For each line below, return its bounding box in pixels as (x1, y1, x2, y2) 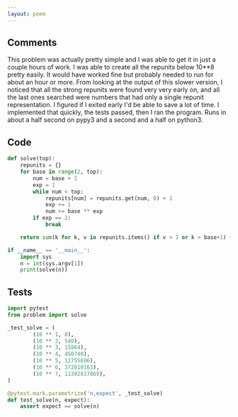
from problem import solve (7, 311, 87, 318)
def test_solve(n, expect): (7, 396, 91, 404)
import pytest (7, 305, 50, 312)
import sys (20, 253, 52, 260)
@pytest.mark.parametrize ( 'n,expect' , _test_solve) (7, 389, 163, 397)
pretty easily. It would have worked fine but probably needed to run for (7, 70, 214, 79)
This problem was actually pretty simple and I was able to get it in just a (7, 55, 216, 64)
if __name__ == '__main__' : (7, 246, 91, 254)
